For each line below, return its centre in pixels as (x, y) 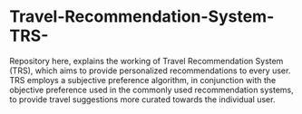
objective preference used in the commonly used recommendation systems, (152, 90)
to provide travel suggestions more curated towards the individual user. (142, 99)
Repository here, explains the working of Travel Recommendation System (146, 61)
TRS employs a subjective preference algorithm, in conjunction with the (143, 80)
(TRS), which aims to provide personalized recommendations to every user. (150, 71)
